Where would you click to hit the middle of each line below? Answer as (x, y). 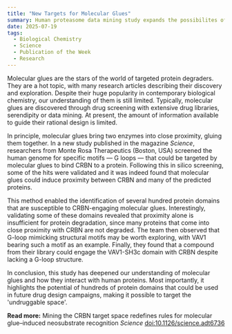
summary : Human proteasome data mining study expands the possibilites (112, 20)
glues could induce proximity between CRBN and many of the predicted (109, 180)
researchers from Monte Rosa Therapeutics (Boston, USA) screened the (110, 150)
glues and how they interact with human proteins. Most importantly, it (106, 280)
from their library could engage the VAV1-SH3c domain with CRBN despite (113, 252)
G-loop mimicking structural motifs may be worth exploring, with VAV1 (107, 237)
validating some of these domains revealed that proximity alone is (100, 215)
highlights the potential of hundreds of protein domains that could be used (113, 287)
